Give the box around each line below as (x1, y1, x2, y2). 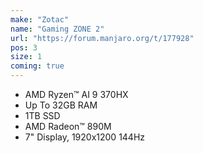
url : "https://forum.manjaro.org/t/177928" (10, 33, 195, 43)
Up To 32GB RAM (24, 99, 98, 111)
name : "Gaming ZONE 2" (10, 24, 105, 34)
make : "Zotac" (10, 14, 70, 25)
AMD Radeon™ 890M (24, 121, 112, 132)
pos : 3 (10, 42, 38, 53)
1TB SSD (24, 110, 61, 121)
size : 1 (10, 52, 43, 62)
